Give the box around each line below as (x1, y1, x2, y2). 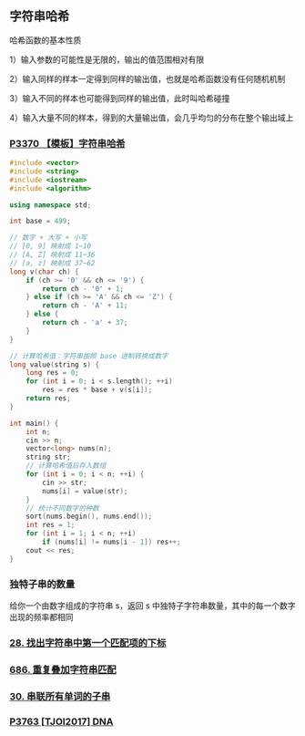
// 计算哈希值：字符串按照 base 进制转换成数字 (9, 351, 168, 360)
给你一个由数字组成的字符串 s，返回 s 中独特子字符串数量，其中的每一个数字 (9, 600, 296, 611)
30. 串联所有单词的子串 (9, 689, 111, 702)
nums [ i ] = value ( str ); (42, 486, 128, 495)
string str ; (25, 452, 71, 462)
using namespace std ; (9, 200, 92, 210)
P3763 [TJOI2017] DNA (9, 715, 114, 728)
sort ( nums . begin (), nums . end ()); (25, 512, 153, 522)
